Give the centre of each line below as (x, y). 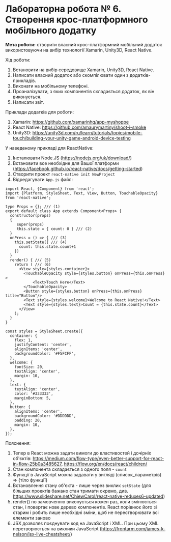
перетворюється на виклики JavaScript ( (57, 529)
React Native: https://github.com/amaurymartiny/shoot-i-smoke (79, 127)
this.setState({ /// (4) (41, 242)
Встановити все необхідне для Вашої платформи (66, 163)
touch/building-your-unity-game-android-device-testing (72, 138)
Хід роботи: (18, 60)
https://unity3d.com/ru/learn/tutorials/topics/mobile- (87, 132)
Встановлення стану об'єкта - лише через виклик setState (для (82, 485)
